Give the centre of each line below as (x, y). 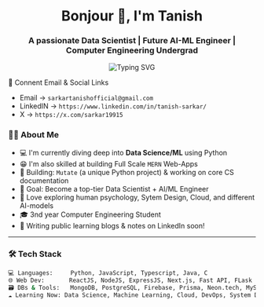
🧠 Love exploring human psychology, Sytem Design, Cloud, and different (137, 197)
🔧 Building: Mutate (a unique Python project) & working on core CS (126, 172)
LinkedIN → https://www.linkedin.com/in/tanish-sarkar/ (113, 106)
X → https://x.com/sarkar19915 (71, 115)
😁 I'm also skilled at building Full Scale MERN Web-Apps (108, 163)
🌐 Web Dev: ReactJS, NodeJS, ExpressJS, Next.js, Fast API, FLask (130, 280)
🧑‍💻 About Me (33, 135)
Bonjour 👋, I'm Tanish (132, 16)
